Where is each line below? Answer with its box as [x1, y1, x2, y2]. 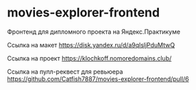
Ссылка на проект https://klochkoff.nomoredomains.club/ [7, 54, 172, 63]
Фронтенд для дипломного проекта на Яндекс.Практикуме [7, 27, 180, 36]
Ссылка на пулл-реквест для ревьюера [7, 67, 123, 76]
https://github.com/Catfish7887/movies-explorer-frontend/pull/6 [7, 74, 190, 83]
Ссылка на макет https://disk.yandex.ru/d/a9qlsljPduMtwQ [7, 41, 175, 49]
